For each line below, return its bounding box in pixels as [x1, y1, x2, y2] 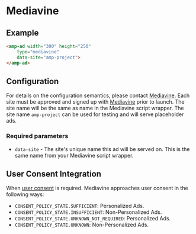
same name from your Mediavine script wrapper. [14, 152, 134, 159]
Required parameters [6, 132, 69, 140]
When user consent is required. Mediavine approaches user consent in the [6, 185, 188, 192]
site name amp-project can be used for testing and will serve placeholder [6, 111, 184, 118]
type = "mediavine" [17, 49, 60, 55]
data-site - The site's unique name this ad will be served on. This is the [14, 145, 190, 152]
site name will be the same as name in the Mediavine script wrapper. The [6, 105, 184, 112]
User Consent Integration [6, 169, 102, 179]
